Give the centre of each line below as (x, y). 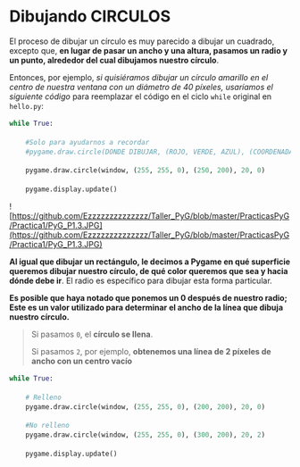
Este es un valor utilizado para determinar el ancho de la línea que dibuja (146, 307)
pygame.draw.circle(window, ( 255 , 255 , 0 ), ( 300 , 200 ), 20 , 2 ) (146, 435)
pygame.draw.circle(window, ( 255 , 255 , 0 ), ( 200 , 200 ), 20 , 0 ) (146, 407)
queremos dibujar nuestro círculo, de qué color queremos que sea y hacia (149, 271)
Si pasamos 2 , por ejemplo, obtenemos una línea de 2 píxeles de (151, 351)
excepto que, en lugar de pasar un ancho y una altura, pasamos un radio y (149, 50)
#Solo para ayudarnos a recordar (87, 142)
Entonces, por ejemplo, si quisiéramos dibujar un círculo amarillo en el (139, 77)
